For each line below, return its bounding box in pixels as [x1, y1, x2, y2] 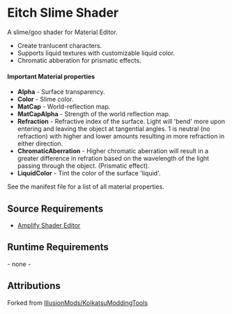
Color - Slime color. [17, 95, 74, 104]
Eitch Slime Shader [7, 5, 119, 21]
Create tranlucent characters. [17, 41, 102, 49]
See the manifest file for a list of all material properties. [7, 182, 165, 191]
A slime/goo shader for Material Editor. [7, 28, 118, 36]
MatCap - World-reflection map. [17, 102, 111, 111]
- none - [7, 260, 31, 268]
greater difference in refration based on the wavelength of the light [17, 155, 210, 163]
